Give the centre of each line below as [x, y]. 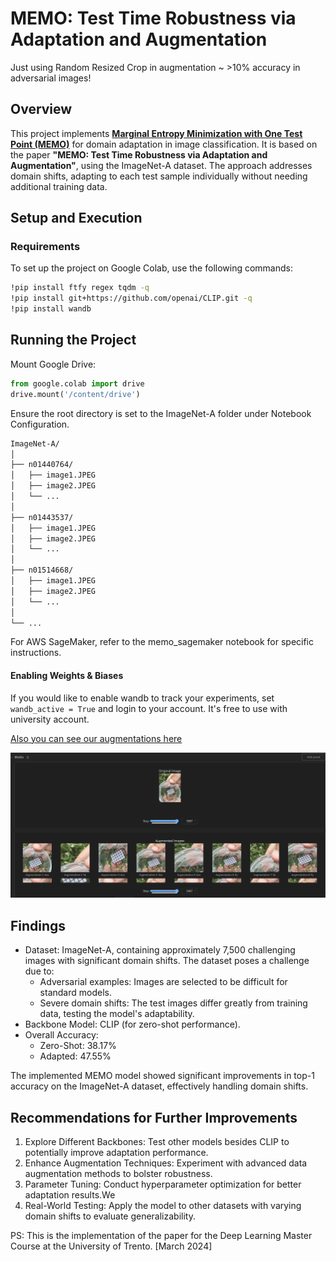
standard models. [75, 993]
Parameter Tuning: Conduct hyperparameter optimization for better [163, 1184]
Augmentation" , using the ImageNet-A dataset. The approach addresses [161, 165]
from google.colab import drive [77, 383]
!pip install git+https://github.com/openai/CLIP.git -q [131, 298]
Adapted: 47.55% [75, 1056]
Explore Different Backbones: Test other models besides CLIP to [157, 1141]
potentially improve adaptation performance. [116, 1152]
